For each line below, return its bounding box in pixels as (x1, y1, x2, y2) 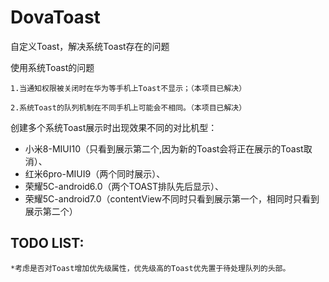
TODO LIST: (10, 235, 85, 252)
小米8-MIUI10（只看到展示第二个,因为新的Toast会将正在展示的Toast (24, 142, 304, 155)
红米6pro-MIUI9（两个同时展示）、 (24, 167, 166, 180)
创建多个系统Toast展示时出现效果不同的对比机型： (10, 121, 218, 133)
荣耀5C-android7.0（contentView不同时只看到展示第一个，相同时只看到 (24, 192, 320, 205)
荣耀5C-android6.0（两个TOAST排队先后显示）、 (24, 180, 225, 192)
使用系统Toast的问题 (10, 61, 95, 73)
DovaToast (10, 6, 101, 29)
